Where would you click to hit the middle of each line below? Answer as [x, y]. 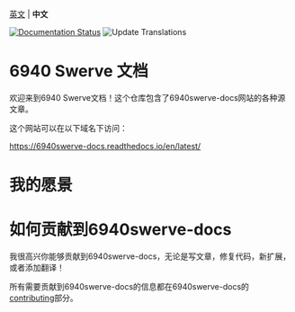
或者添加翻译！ [37, 268]
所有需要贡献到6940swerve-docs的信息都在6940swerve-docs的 [130, 287]
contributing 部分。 [44, 298]
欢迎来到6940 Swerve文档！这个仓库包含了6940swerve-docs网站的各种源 [147, 97]
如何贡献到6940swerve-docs [121, 230]
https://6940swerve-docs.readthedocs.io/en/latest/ [105, 146]
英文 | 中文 [29, 14]
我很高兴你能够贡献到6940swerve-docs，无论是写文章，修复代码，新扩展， [150, 256]
